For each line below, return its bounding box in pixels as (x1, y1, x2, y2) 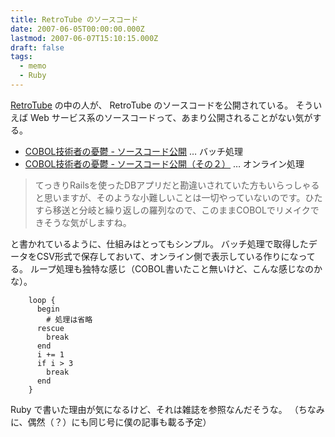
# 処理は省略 (46, 314, 93, 325)
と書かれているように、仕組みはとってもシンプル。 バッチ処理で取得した (10, 237, 309, 250)
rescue (36, 323, 65, 333)
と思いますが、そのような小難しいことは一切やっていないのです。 (34, 191, 306, 203)
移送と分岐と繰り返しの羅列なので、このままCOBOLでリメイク (52, 204, 311, 216)
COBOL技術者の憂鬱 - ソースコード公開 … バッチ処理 (24, 145, 244, 157)
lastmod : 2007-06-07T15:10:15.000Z (10, 33, 159, 43)
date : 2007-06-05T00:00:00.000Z (10, 24, 145, 34)
